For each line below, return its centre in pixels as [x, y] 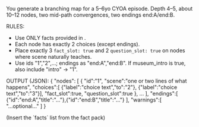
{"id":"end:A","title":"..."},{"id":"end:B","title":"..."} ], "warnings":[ [84, 100]
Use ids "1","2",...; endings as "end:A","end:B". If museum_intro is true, [100, 63]
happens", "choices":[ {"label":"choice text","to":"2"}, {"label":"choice [92, 87]
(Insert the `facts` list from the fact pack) [56, 118]
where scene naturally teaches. [53, 57]
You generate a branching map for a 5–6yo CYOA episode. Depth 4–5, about [99, 9]
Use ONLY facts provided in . [50, 38]
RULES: [15, 26]
